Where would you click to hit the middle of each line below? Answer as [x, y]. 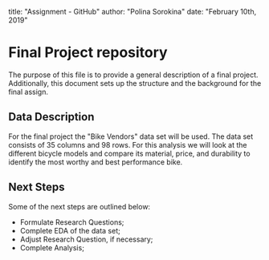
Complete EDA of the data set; [70, 230]
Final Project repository [88, 53]
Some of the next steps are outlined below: [79, 206]
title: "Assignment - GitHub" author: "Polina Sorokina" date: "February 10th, [132, 12]
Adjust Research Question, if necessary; [86, 239]
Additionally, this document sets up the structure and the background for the [135, 83]
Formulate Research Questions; [72, 222]
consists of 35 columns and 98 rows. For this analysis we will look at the [128, 144]
